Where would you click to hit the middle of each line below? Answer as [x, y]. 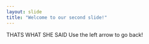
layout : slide [24, 12]
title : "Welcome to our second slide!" [57, 17]
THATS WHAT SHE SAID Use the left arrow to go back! [75, 34]
